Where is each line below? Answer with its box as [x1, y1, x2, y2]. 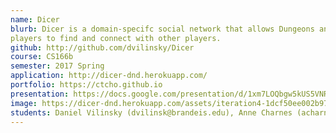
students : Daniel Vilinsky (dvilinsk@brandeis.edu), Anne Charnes [10, 107, 293, 118]
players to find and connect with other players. [10, 33, 222, 43]
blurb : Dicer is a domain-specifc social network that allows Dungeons [10, 24, 315, 34]
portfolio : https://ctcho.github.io [10, 80, 163, 90]
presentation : [10, 89, 70, 99]
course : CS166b [10, 52, 74, 62]
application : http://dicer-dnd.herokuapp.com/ [10, 71, 208, 81]
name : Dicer [10, 14, 60, 25]
